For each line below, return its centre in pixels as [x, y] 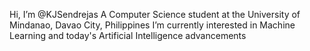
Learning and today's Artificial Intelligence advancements [128, 35]
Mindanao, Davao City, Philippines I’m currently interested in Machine [152, 25]
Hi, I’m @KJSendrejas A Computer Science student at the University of [155, 14]
